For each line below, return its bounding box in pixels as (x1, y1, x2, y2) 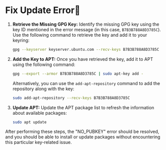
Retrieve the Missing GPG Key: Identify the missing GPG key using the (12, 21, 159, 27)
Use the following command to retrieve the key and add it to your (12, 32, 147, 38)
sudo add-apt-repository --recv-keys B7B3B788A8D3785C (12, 95, 130, 100)
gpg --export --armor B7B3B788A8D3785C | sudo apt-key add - (12, 71, 144, 76)
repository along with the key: (12, 86, 74, 92)
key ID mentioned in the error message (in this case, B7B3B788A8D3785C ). (12, 26, 161, 32)
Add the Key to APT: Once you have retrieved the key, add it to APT (12, 56, 153, 62)
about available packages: (12, 110, 67, 116)
